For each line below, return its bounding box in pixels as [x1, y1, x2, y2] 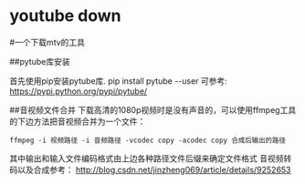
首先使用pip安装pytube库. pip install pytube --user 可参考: [9, 75, 228, 87]
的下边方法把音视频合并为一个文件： [9, 116, 146, 127]
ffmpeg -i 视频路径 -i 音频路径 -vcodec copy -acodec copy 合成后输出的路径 [9, 136, 286, 145]
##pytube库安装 [9, 56, 70, 66]
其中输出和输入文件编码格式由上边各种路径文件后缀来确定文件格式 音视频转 [9, 152, 292, 164]
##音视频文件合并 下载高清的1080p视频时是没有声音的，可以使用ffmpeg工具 [9, 104, 297, 115]
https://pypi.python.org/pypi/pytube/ [9, 86, 148, 97]
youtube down [9, 5, 121, 26]
